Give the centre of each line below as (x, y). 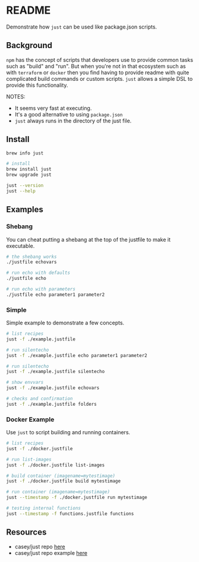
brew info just (25, 153)
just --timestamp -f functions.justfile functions (70, 514)
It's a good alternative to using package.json (69, 114)
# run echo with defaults (38, 273)
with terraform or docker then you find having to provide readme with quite (98, 72)
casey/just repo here (40, 547)
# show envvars (25, 383)
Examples (25, 209)
